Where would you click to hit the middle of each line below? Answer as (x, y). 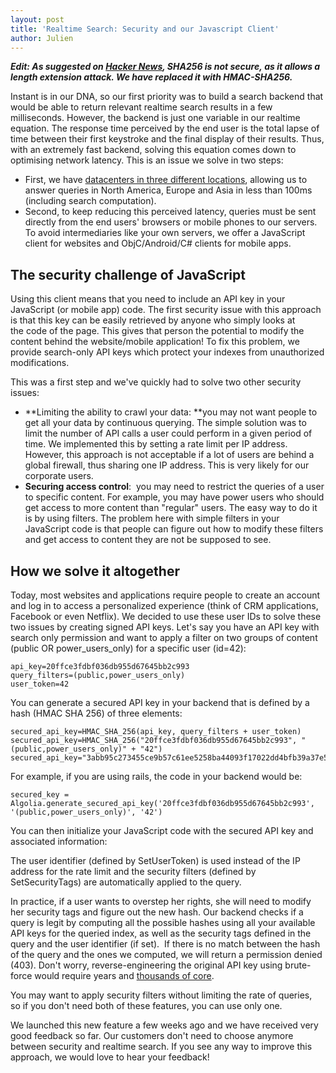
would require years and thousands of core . (124, 975)
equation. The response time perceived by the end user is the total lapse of (165, 128)
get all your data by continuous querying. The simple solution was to (165, 423)
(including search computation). (90, 201)
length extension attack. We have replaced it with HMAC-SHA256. (151, 77)
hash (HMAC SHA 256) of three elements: (96, 713)
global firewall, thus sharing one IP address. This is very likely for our (167, 465)
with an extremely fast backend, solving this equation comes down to (153, 150)
